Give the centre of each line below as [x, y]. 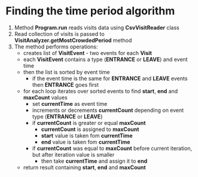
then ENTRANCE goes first [66, 84]
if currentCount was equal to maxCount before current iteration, [112, 148]
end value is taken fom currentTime [86, 142]
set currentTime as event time [70, 103]
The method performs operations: [56, 47]
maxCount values [45, 97]
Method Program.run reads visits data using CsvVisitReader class [97, 28]
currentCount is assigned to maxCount [90, 129]
